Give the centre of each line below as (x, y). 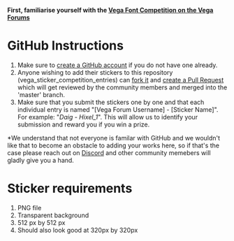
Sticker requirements (70, 189)
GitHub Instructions (66, 46)
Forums (19, 17)
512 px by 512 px (41, 222)
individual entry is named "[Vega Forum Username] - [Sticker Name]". (118, 109)
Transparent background (53, 215)
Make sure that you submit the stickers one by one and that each (111, 102)
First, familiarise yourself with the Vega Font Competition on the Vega (110, 10)
